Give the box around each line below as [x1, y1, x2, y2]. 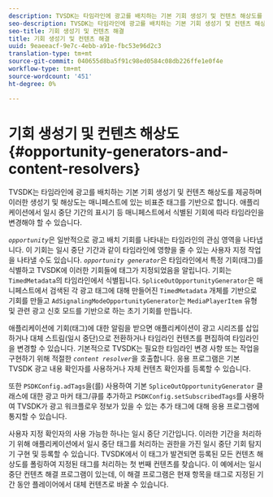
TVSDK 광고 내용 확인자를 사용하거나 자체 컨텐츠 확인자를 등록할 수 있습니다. [8, 364, 251, 374]
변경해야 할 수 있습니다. [8, 218, 83, 227]
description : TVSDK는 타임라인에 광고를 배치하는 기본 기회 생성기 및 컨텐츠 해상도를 [8, 11, 262, 20]
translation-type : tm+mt [8, 50, 93, 58]
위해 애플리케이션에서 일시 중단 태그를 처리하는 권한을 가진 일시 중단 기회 [16, 439, 247, 449]
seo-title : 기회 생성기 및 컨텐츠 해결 [8, 27, 124, 35]
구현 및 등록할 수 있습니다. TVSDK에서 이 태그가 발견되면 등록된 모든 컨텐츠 [16, 449, 255, 459]
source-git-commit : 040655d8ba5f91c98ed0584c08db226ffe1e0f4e [8, 58, 223, 66]
